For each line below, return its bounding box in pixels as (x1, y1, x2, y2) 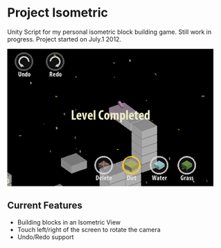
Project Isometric (7, 5, 109, 21)
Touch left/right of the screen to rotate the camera (17, 225, 161, 233)
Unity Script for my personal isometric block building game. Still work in (7, 28, 212, 36)
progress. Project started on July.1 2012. (7, 35, 122, 43)
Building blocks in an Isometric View (17, 218, 121, 226)
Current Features (7, 200, 83, 211)
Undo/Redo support (17, 233, 74, 241)
